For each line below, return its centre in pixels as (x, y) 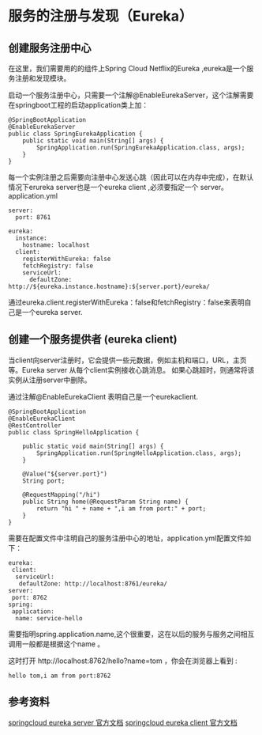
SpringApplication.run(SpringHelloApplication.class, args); (139, 453)
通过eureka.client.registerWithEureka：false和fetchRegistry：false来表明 (126, 302)
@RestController (35, 425)
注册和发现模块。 (43, 78)
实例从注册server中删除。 (50, 380)
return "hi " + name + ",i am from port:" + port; (122, 508)
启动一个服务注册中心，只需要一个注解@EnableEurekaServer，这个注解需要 (131, 95)
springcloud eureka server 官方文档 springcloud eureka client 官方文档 (123, 722)
